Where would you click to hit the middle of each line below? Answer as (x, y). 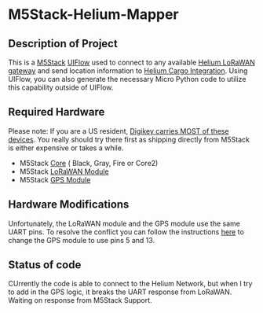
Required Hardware (57, 112)
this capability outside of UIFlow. (61, 87)
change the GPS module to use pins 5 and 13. (82, 240)
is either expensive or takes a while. (66, 148)
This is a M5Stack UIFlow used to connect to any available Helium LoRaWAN (131, 62)
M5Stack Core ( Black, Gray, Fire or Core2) (89, 163)
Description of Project (63, 44)
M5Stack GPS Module (55, 179)
